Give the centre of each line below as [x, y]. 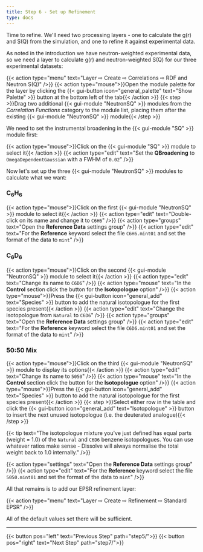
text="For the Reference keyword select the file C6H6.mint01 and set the [96, 234]
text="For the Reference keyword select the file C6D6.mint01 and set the [96, 328]
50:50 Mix [22, 350]
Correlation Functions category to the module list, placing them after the [96, 110]
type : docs [20, 18]
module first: [22, 135]
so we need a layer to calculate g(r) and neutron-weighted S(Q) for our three [101, 59]
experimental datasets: [35, 66]
